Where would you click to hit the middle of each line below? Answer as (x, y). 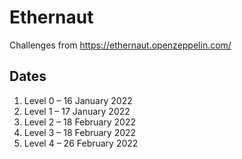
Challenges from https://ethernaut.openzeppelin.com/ (120, 45)
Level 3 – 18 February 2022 (80, 132)
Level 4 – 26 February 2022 (81, 143)
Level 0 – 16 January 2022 (78, 100)
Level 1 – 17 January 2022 (77, 111)
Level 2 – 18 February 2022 (79, 122)
